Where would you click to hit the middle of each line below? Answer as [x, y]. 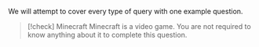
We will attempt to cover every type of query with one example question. [126, 11]
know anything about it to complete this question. [107, 35]
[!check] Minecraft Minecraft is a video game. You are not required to [139, 26]
